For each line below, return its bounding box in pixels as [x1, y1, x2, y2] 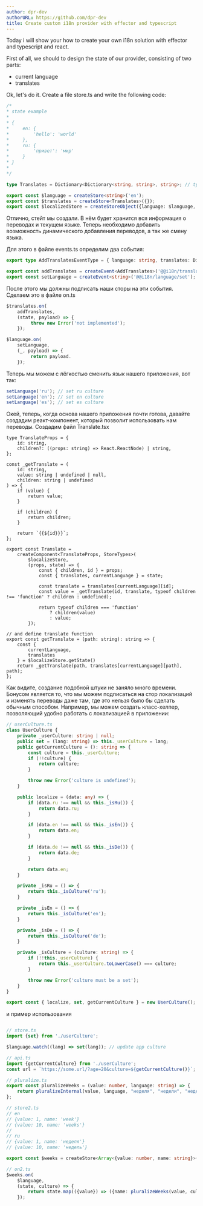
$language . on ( [6, 337, 42, 343]
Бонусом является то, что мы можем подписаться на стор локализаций [6, 691, 193, 698]
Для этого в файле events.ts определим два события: [6, 246, 144, 253]
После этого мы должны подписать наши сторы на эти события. [6, 285, 173, 292]
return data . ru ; [38, 805, 80, 812]
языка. [6, 234, 24, 241]
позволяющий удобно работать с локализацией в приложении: [6, 710, 170, 717]
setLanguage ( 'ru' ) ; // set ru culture [6, 388, 104, 394]
